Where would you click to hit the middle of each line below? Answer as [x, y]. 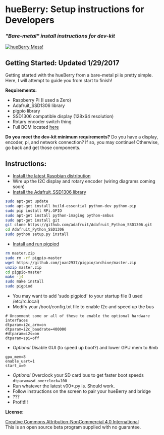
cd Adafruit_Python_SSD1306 [35, 230]
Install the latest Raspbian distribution [51, 176]
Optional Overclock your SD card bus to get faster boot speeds [78, 375]
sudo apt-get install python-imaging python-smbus [60, 215]
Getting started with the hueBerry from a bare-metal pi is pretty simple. [79, 75]
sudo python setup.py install [37, 234]
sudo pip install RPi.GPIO [34, 211]
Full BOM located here [36, 127]
